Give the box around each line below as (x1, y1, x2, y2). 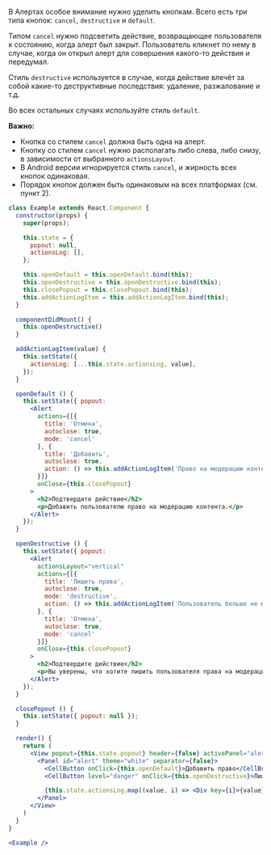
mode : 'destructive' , (44, 592, 117, 601)
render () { (15, 734, 52, 743)
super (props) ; (23, 218, 70, 227)
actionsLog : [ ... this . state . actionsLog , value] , (29, 360, 197, 368)
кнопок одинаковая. (19, 171, 90, 180)
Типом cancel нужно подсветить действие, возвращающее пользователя (8, 32, 262, 40)
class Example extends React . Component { (8, 204, 150, 212)
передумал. (8, 57, 50, 66)
